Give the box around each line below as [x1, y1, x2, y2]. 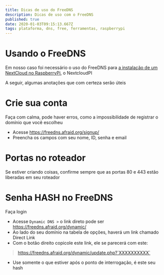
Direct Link [12, 234, 35, 240]
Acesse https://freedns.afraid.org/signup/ [12, 129, 99, 135]
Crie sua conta [5, 97, 68, 109]
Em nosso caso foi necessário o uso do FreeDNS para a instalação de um [5, 65, 158, 71]
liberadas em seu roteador [5, 174, 60, 180]
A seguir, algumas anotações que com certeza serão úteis [5, 80, 126, 86]
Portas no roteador [5, 152, 86, 164]
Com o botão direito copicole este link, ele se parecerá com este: [12, 240, 148, 246]
